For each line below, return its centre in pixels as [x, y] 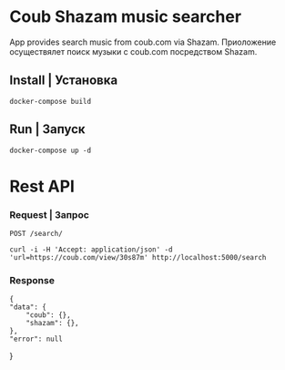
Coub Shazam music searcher [126, 17]
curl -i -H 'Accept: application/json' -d [91, 250]
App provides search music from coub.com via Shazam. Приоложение [143, 42]
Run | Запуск [47, 129]
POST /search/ [36, 234]
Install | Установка [64, 81]
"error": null [36, 339]
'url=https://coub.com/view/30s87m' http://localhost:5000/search [138, 258]
